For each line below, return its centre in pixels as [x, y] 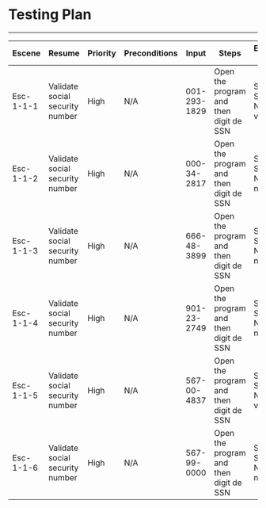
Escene [27, 53]
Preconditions [151, 53]
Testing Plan [50, 15]
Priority [102, 53]
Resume [65, 53]
